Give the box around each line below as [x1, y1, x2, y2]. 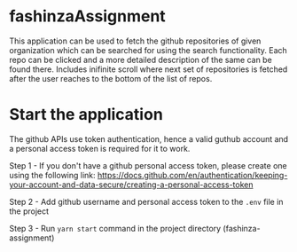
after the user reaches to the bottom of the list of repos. [9, 73, 213, 83]
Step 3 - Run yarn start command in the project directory [9, 223, 222, 233]
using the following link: [9, 169, 96, 180]
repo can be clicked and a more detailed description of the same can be [9, 54, 272, 65]
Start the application [9, 105, 164, 125]
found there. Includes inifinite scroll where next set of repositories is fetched [9, 64, 288, 75]
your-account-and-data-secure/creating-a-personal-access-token [9, 179, 254, 190]
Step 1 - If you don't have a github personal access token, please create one [9, 160, 287, 170]
